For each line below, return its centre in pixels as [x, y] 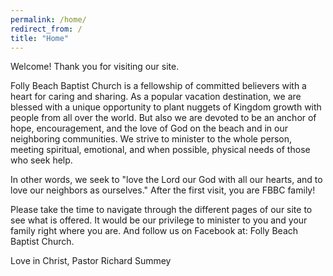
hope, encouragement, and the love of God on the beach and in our [149, 128]
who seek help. [41, 160]
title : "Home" [40, 38]
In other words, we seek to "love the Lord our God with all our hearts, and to [166, 180]
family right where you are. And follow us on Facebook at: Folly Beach [154, 231]
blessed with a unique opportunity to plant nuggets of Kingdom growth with [166, 107]
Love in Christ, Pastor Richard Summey [91, 261]
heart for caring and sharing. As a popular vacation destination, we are [156, 97]
